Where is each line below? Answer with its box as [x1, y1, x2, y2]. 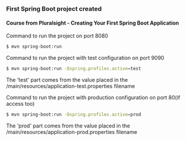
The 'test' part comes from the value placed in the [6, 76, 128, 83]
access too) [6, 100, 35, 107]
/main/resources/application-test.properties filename [6, 82, 135, 89]
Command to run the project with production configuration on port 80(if [6, 93, 180, 101]
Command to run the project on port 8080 [6, 32, 108, 39]
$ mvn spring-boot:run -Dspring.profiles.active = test [6, 66, 142, 72]
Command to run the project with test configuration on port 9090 [6, 55, 164, 61]
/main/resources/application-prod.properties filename [6, 128, 138, 135]
